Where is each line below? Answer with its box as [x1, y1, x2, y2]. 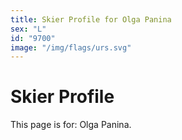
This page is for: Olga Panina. [10, 119, 132, 131]
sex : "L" [10, 24, 47, 34]
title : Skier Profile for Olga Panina [10, 14, 172, 25]
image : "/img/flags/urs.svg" [10, 42, 132, 53]
